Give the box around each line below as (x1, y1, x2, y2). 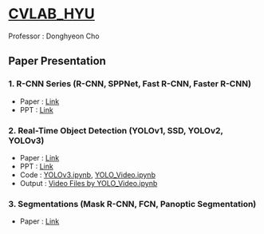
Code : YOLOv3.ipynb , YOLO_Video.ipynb (19, 169, 156, 180)
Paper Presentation (8, 54, 106, 68)
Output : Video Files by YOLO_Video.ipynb (19, 178, 158, 188)
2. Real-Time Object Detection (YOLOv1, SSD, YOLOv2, (8, 125, 223, 136)
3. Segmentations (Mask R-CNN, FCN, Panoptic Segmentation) (8, 198, 257, 209)
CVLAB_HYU (8, 5, 96, 23)
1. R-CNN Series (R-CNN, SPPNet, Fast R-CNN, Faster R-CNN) (8, 78, 251, 89)
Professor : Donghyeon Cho (8, 31, 100, 41)
